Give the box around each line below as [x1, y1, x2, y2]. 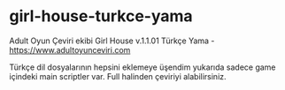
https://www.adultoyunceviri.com [9, 44, 131, 55]
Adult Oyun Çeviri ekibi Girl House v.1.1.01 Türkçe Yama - [9, 35, 215, 46]
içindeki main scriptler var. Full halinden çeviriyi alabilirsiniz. [9, 71, 227, 81]
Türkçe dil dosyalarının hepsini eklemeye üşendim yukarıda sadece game [9, 62, 276, 72]
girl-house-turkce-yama [9, 6, 193, 26]
